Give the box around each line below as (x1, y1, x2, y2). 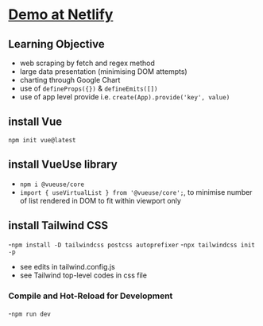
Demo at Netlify (8, 6, 114, 24)
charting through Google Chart (19, 76, 121, 84)
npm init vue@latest (8, 136, 77, 144)
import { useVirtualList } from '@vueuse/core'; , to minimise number (19, 187, 253, 196)
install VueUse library (8, 157, 118, 172)
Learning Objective (8, 37, 105, 51)
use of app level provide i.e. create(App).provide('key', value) (19, 92, 230, 101)
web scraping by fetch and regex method (19, 58, 155, 68)
